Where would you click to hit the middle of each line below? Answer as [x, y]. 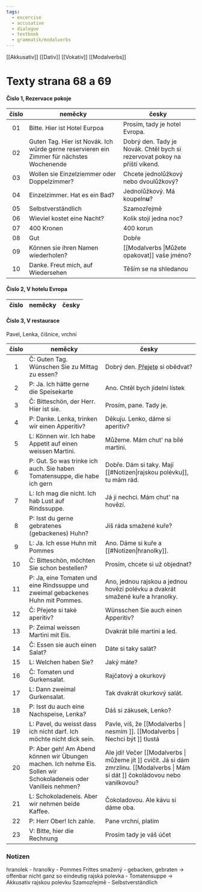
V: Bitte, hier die [51, 831]
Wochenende [48, 165]
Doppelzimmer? [51, 181]
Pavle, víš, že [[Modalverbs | [145, 724]
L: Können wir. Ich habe [62, 436]
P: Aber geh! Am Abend [62, 749]
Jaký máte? [121, 662]
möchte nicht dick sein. [62, 739]
